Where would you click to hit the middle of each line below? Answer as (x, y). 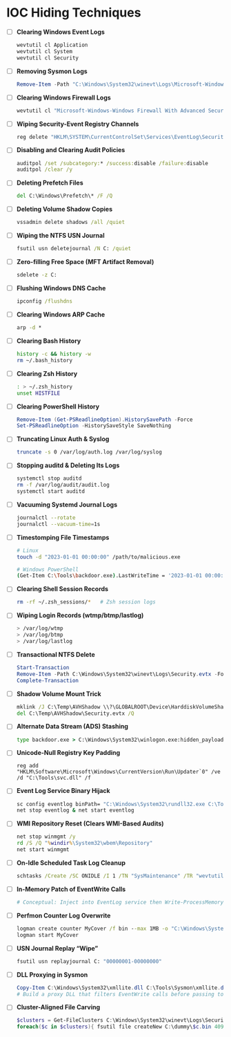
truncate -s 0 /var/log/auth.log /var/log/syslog (89, 452)
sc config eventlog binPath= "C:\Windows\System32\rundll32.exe (111, 804)
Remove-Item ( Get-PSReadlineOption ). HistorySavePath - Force (104, 420)
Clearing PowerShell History (58, 407)
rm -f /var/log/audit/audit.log (63, 485)
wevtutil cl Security (47, 58)
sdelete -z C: (37, 275)
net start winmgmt (43, 850)
